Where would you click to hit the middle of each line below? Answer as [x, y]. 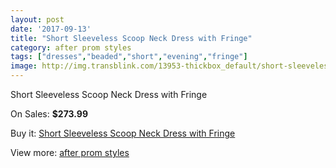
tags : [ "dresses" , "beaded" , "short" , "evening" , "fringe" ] [129, 57]
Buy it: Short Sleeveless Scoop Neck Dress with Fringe [123, 133]
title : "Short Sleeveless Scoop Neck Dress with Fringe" [131, 38]
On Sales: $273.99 [49, 114]
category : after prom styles [71, 47]
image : [24, 66]
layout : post [37, 19]
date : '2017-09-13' [51, 29]
